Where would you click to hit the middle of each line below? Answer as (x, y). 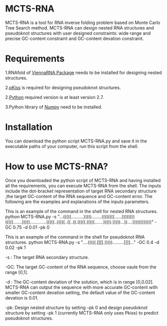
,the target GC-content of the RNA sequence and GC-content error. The (79, 196)
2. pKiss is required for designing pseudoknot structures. (63, 87)
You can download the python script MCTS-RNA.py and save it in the (76, 141)
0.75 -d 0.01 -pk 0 (31, 227)
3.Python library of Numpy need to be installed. (54, 107)
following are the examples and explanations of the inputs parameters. (77, 201)
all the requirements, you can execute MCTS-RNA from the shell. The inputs (83, 185)
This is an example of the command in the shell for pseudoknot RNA (75, 237)
